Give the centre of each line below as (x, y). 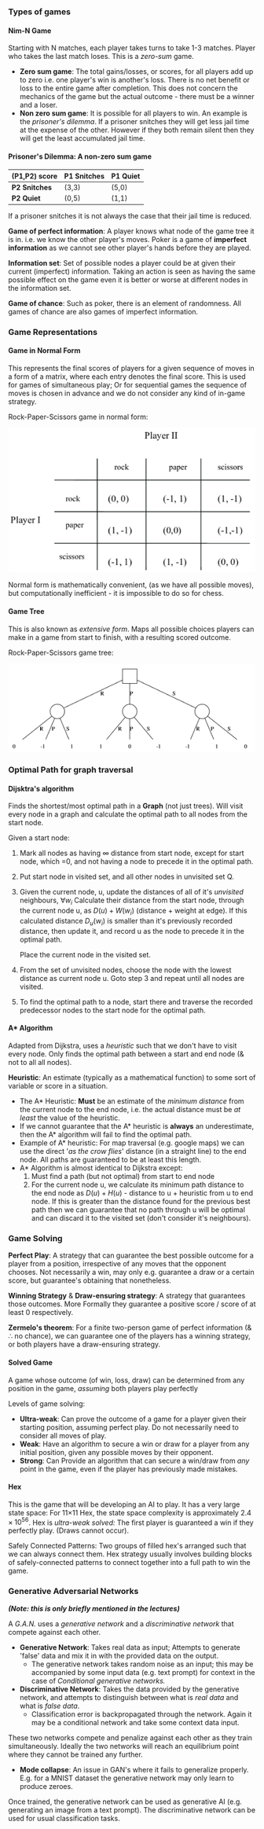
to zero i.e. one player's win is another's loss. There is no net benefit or (134, 80)
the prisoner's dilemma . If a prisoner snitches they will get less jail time (134, 122)
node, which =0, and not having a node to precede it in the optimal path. (136, 861)
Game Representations (53, 332)
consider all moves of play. (63, 1435)
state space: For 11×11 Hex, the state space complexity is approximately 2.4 (130, 1512)
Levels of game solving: (46, 1403)
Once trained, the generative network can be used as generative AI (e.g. (125, 1801)
